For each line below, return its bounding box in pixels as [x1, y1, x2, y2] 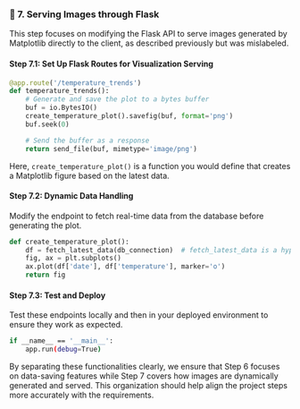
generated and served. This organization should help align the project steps [9, 380, 288, 391]
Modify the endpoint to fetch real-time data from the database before [9, 210, 264, 221]
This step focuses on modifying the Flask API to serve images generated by [9, 29, 287, 39]
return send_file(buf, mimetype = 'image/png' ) [25, 144, 198, 153]
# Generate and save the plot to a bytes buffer [25, 95, 210, 104]
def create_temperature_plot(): [9, 237, 129, 246]
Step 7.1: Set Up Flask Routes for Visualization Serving [9, 58, 214, 69]
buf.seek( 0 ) [25, 120, 70, 129]
